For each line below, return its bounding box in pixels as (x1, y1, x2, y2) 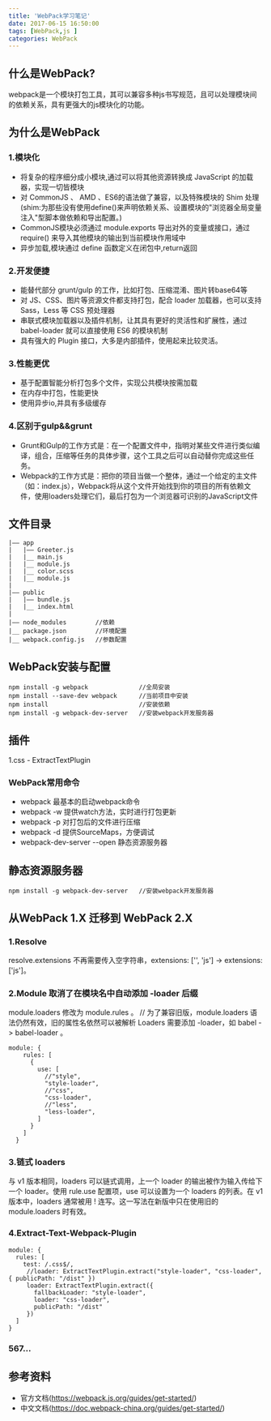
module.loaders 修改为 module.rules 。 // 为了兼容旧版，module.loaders (8, 1008, 248, 1017)
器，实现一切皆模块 (19, 182, 85, 191)
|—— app (8, 539, 35, 547)
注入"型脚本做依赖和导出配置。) (19, 212, 123, 222)
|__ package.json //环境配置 (8, 627, 127, 636)
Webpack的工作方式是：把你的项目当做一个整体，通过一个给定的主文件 (19, 471, 257, 481)
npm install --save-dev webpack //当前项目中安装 (8, 692, 188, 700)
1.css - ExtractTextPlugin (8, 755, 91, 765)
